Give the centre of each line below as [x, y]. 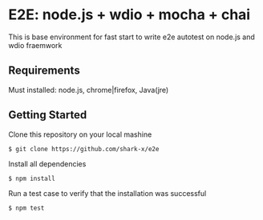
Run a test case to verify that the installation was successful [107, 193]
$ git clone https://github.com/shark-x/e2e [84, 149]
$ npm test [26, 208]
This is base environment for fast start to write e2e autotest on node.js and [131, 37]
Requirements [44, 71]
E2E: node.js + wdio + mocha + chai [129, 15]
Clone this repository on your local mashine [80, 134]
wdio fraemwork [35, 45]
